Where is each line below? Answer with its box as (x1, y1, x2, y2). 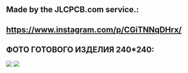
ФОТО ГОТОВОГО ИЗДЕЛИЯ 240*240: (6, 45, 154, 55)
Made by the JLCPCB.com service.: (6, 5, 140, 15)
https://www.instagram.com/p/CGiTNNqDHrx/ (6, 25, 182, 35)
